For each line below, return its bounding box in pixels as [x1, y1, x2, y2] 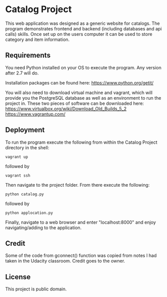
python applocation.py [5, 210, 53, 216]
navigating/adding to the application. [5, 224, 82, 231]
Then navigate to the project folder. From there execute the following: [5, 182, 150, 188]
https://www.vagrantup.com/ [5, 111, 66, 117]
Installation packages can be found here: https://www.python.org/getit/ [5, 79, 154, 86]
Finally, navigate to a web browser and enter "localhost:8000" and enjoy [5, 219, 156, 225]
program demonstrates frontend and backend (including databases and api [5, 25, 162, 31]
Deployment [5, 125, 45, 135]
